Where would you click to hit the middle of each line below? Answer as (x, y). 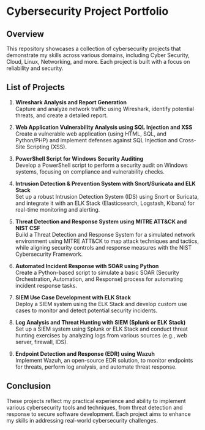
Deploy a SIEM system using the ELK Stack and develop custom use (101, 304)
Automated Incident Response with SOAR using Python (87, 266)
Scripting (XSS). (47, 147)
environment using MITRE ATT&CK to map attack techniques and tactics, (107, 241)
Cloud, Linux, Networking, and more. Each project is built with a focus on (98, 62)
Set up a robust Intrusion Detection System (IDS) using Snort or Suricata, (107, 196)
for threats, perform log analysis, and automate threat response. (96, 367)
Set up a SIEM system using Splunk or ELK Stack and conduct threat (101, 329)
